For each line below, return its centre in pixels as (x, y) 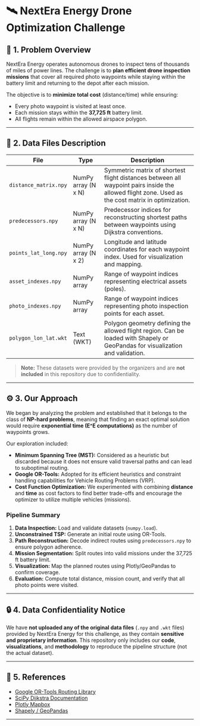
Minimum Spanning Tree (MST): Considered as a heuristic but (92, 455)
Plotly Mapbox (32, 704)
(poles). (115, 288)
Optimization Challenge (66, 28)
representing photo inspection (146, 306)
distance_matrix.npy (38, 185)
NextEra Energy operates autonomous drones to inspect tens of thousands (98, 64)
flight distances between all (143, 177)
